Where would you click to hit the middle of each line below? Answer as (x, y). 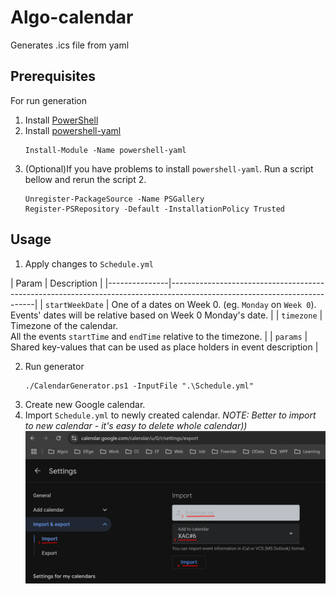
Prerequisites (53, 76)
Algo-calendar (72, 17)
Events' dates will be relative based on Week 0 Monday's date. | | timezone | (166, 315)
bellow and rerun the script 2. (85, 179)
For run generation (49, 100)
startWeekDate (74, 305)
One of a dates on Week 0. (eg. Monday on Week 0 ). (214, 304)
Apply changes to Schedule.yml (89, 263)
